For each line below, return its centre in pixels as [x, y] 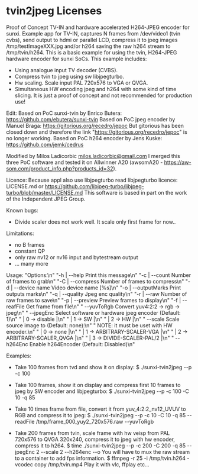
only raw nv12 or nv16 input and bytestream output [76, 257]
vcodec [24, 464]
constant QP [30, 251]
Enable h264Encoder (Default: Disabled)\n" [82, 344]
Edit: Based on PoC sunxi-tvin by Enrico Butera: [64, 113]
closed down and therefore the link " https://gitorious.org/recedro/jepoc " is [97, 132]
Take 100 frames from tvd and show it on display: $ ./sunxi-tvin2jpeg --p [103, 367]
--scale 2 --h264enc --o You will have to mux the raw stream [115, 452]
